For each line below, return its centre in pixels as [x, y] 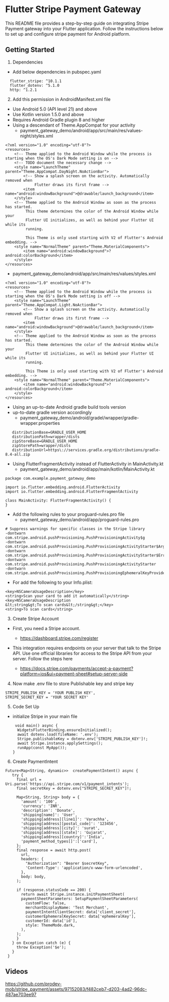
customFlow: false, [46, 903]
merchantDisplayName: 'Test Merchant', [67, 907]
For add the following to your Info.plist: [53, 582]
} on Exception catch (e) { [41, 943]
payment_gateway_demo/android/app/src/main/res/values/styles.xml [84, 273]
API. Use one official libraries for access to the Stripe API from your [82, 653]
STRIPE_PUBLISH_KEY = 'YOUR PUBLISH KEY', [50, 693]
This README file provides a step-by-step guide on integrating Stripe [77, 23]
